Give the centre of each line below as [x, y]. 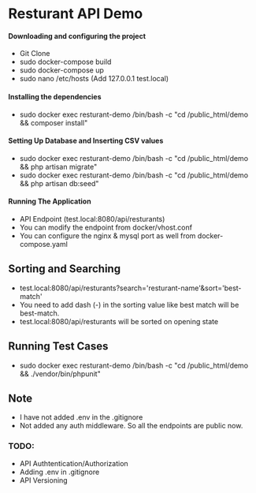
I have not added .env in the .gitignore [81, 417]
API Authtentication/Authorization [74, 463]
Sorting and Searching [64, 269]
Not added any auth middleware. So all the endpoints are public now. [131, 426]
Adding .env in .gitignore [59, 472]
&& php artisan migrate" [58, 166]
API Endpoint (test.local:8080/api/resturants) [92, 219]
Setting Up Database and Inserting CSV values [86, 141]
